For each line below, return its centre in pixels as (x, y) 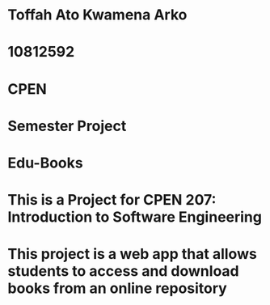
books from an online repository (117, 288)
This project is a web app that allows (133, 254)
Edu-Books (45, 163)
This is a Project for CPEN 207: (112, 200)
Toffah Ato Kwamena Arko (97, 15)
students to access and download (123, 271)
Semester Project (67, 126)
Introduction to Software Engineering (135, 217)
